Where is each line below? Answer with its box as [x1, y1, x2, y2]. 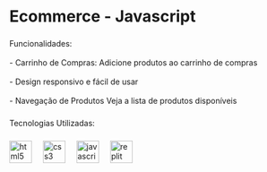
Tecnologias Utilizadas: [9, 118, 96, 129]
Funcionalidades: [9, 39, 73, 49]
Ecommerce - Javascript [9, 6, 196, 27]
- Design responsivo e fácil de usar [9, 76, 139, 87]
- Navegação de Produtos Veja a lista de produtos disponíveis [9, 96, 237, 107]
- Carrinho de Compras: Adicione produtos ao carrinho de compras [9, 57, 258, 68]
